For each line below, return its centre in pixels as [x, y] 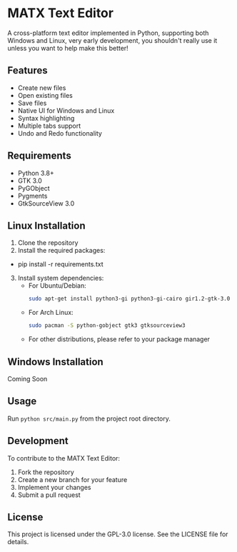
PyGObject [34, 188]
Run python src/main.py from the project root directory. [89, 418]
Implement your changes [54, 487]
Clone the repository [48, 243]
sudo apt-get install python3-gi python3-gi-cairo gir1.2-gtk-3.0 [129, 299]
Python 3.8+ [36, 173]
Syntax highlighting [46, 118]
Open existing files [45, 95]
